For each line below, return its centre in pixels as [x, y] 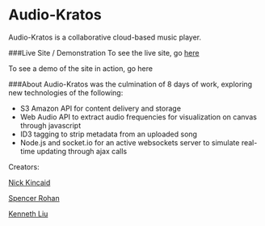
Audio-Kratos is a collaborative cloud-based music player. [105, 37]
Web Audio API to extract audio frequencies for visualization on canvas [138, 117]
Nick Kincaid [29, 182]
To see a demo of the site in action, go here [81, 68]
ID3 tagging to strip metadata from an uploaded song [109, 134]
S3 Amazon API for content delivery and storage [101, 108]
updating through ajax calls [82, 151]
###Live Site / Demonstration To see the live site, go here [104, 52]
